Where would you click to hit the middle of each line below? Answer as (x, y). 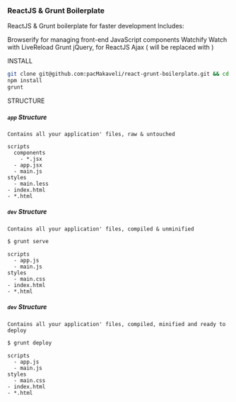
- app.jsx (28, 165)
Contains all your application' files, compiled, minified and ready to (117, 324)
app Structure (27, 117)
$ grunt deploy (30, 342)
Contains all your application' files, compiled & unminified (101, 229)
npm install (25, 81)
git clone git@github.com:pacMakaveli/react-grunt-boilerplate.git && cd (118, 74)
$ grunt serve (28, 241)
